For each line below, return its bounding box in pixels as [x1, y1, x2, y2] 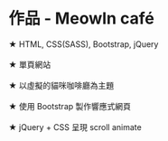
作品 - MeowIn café [8, 8, 154, 29]
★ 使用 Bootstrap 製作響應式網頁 [8, 100, 132, 111]
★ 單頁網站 [8, 59, 51, 70]
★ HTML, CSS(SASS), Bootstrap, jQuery [8, 38, 159, 50]
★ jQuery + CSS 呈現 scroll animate [8, 121, 142, 132]
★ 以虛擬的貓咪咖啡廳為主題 [8, 80, 115, 90]
